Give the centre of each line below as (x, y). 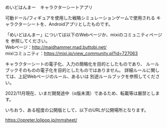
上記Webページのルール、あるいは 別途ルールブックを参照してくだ (87, 76)
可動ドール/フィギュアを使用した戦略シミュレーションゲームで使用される (80, 18)
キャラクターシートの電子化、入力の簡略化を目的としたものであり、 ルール (82, 64)
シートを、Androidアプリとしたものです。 (70, 24)
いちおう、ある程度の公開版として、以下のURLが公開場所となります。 (77, 110)
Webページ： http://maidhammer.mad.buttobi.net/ (56, 47)
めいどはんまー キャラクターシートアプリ (49, 7)
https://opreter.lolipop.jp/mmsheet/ (41, 120)
